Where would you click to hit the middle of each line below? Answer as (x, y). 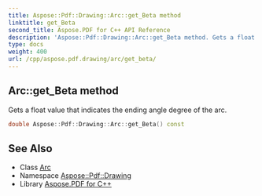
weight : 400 (28, 52)
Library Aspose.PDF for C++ (66, 184)
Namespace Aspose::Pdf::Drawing (75, 176)
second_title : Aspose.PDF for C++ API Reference (89, 30)
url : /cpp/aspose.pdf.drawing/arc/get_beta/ (82, 60)
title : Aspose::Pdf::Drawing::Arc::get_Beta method (94, 15)
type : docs (26, 45)
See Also (30, 149)
